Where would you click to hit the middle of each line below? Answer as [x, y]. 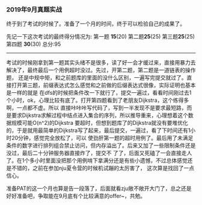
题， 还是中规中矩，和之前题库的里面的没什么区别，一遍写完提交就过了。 [96, 78]
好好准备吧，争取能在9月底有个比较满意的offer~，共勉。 [76, 196]
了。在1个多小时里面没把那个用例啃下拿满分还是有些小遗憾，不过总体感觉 [97, 160]
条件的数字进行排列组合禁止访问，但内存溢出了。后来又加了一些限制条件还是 [101, 145]
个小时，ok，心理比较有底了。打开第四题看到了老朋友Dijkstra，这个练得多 [98, 100]
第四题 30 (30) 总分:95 [34, 44]
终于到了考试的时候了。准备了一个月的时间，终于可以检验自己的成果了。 [96, 24]
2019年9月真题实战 [34, 9]
